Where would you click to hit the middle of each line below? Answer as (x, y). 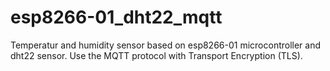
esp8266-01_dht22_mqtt (116, 17)
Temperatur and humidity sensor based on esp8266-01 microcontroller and (166, 45)
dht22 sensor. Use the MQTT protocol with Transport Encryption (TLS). (156, 55)
